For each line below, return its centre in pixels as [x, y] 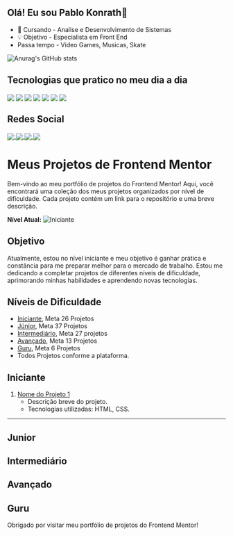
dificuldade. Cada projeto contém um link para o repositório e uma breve [111, 198]
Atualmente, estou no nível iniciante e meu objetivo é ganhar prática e [107, 258]
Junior [21, 438]
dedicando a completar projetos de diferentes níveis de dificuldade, [104, 273]
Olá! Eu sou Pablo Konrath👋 [68, 13]
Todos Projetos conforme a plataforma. [73, 356]
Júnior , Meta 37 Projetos [52, 326]
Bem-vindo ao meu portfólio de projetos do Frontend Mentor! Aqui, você [110, 184]
